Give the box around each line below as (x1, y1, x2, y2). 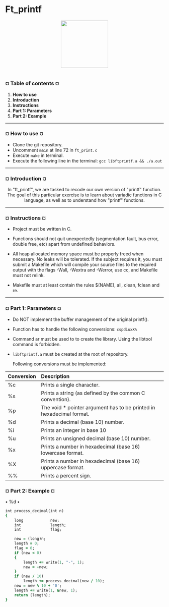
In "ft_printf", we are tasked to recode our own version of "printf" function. (7, 187, 162, 193)
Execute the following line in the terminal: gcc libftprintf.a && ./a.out (12, 157, 162, 163)
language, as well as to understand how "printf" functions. (24, 197, 145, 203)
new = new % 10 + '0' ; (14, 583, 62, 588)
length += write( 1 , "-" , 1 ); (23, 560, 84, 565)
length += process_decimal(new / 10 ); (23, 579, 105, 584)
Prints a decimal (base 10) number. (41, 418, 125, 425)
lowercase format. (41, 449, 84, 456)
